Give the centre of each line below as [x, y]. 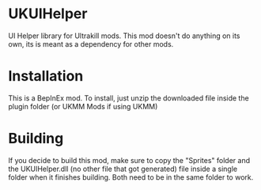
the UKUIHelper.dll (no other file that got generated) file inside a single [123, 169]
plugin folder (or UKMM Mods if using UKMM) [83, 106]
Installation [46, 76]
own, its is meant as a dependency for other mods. [91, 44]
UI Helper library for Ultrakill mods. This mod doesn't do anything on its [124, 36]
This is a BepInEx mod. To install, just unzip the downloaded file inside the [129, 98]
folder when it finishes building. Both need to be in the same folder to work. [131, 177]
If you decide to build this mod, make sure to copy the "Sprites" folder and [129, 160]
